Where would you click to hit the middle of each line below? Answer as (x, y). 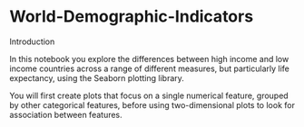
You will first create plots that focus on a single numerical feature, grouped (149, 95)
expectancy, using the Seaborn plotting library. (97, 77)
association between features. (66, 114)
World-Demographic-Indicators (132, 17)
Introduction (32, 41)
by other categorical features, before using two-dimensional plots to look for (152, 104)
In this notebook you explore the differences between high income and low (149, 59)
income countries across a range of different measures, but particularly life (150, 68)
